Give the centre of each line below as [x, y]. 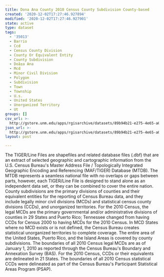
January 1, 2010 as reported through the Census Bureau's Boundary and [78, 248]
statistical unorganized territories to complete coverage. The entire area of [80, 233]
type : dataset [20, 28]
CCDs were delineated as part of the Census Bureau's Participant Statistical [81, 264]
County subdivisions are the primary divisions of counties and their [72, 192]
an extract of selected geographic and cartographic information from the [78, 160]
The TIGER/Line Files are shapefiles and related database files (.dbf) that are [82, 155]
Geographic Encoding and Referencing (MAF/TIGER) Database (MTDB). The [82, 170]
